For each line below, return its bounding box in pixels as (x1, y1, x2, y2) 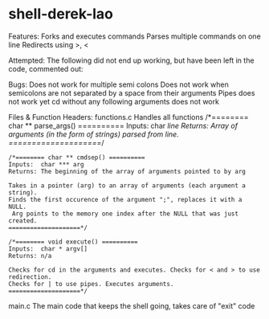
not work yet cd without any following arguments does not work (8, 96, 219, 106)
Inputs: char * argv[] (8, 244, 88, 253)
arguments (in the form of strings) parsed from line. (8, 129, 179, 139)
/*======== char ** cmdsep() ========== (8, 153, 146, 162)
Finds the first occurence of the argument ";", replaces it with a (8, 195, 243, 203)
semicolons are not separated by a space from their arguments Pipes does (8, 88, 255, 97)
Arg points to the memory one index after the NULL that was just (11, 210, 239, 218)
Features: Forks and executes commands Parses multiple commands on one (8, 31, 261, 41)
